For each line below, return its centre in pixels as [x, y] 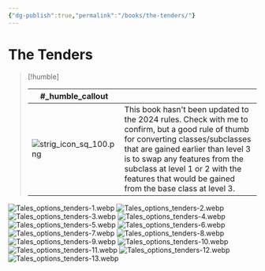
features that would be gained [179, 179]
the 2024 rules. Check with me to [186, 119]
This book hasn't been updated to [187, 109]
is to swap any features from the [184, 159]
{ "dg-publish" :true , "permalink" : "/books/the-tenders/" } [102, 15]
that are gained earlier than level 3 [187, 149]
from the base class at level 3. [179, 188]
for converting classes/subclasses [188, 139]
